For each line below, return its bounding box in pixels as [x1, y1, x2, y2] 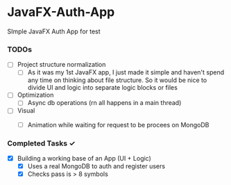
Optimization [17, 91, 54, 99]
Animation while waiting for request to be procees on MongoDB [27, 120, 209, 129]
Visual [17, 106, 35, 115]
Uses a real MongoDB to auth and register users [27, 161, 165, 170]
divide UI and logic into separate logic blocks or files [27, 83, 178, 92]
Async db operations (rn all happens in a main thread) [27, 99, 182, 107]
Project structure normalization [17, 61, 106, 69]
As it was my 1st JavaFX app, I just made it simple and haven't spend [27, 68, 224, 77]
